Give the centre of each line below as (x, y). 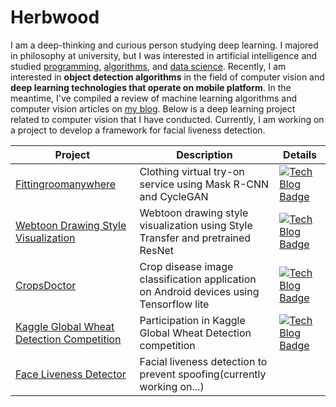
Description (204, 154)
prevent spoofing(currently (203, 374)
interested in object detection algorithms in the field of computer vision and (167, 77)
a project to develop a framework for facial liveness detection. (138, 130)
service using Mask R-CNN (204, 184)
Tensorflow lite (174, 304)
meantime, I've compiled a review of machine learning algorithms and (154, 98)
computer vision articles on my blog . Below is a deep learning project (153, 108)
